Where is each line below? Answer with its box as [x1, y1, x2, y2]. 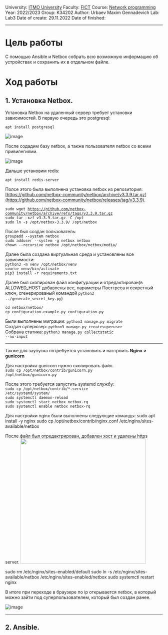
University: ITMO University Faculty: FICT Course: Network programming [5, 5, 156, 10]
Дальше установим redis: [5, 168, 59, 174]
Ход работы [5, 77, 58, 88]
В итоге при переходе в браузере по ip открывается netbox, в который [5, 589, 156, 595]
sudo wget [5, 206, 26, 212]
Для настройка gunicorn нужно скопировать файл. [5, 362, 114, 368]
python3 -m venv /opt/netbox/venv [5, 262, 77, 267]
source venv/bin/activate [5, 266, 59, 271]
